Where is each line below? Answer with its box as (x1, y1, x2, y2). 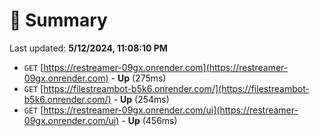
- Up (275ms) (110, 72, 167, 84)
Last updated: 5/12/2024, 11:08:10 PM (9, 42, 168, 54)
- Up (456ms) (121, 114, 178, 126)
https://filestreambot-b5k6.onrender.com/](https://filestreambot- (43, 82, 310, 94)
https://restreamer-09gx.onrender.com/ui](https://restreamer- (43, 104, 299, 116)
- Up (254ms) (113, 93, 170, 105)
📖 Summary (9, 9, 108, 32)
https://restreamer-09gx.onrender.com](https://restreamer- (43, 61, 289, 73)
